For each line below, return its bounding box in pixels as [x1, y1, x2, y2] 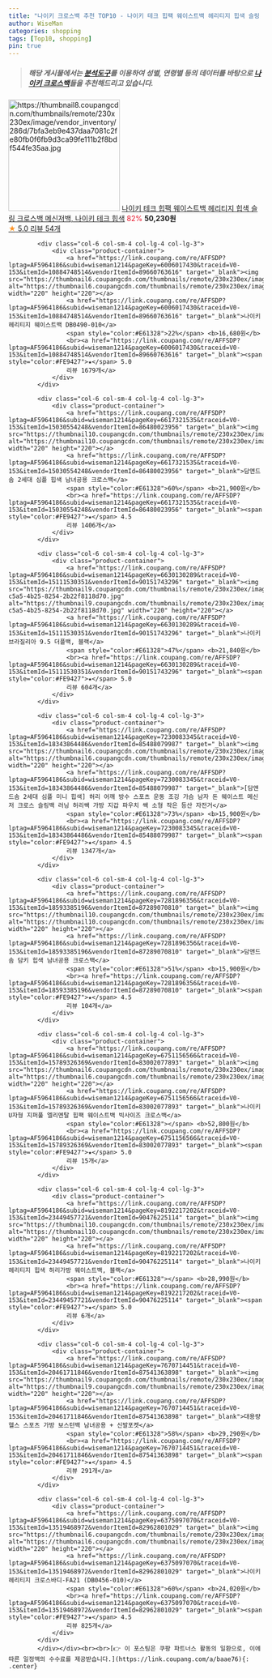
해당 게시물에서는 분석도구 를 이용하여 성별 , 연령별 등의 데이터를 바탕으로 [28, 68, 253, 78]
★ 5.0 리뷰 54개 [8, 224, 61, 233]
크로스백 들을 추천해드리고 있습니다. [43, 78, 154, 88]
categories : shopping [8, 27, 82, 35]
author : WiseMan [8, 19, 63, 28]
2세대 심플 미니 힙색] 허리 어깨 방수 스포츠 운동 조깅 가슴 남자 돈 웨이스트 [23, 793, 244, 801]
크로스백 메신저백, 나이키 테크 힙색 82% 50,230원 [16, 214, 176, 224]
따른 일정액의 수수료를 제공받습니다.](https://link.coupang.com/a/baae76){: [8, 1655, 249, 1663]
